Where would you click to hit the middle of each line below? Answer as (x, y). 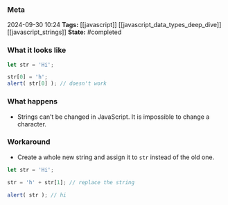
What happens (32, 101)
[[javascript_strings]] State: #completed (64, 32)
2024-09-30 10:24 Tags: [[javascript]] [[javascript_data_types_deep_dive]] (114, 25)
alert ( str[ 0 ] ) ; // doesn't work (57, 84)
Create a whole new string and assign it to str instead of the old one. (116, 157)
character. (32, 124)
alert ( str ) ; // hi (37, 195)
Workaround (29, 142)
